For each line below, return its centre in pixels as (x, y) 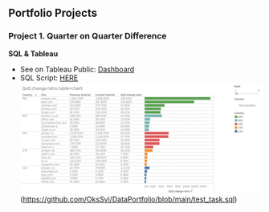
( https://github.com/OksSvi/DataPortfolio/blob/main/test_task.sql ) (128, 199)
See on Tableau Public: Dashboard (77, 69)
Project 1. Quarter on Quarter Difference (88, 36)
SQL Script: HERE (49, 77)
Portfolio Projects (53, 13)
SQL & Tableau (33, 53)
